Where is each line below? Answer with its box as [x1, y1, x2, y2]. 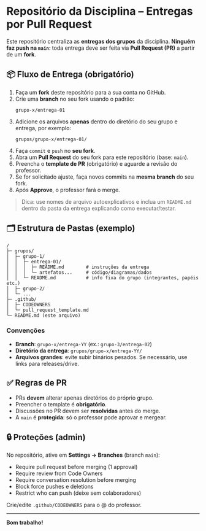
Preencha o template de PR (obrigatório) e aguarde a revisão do [15, 160, 178, 167]
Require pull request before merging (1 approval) [15, 463, 138, 471]
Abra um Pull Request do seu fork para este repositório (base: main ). [15, 153, 189, 161]
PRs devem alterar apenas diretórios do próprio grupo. [15, 394, 154, 401]
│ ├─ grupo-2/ [6, 285, 45, 292]
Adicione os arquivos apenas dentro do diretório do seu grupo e [15, 118, 178, 125]
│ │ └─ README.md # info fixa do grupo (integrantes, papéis [6, 274, 199, 281]
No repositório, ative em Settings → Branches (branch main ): [6, 451, 161, 459]
